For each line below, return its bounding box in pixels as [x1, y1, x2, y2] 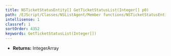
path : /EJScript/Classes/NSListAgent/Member [5, 12, 101, 17]
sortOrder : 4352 [5, 26, 40, 32]
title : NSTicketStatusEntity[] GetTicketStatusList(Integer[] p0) [5, 7, 149, 13]
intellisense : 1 [5, 17, 40, 22]
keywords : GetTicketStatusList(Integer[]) [5, 31, 97, 36]
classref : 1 [5, 21, 31, 27]
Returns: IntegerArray [12, 45, 60, 51]
